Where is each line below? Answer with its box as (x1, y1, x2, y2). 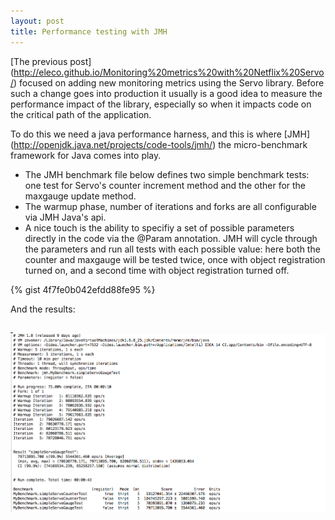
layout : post (10, 16, 65, 26)
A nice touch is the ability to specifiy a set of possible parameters (24, 221, 295, 234)
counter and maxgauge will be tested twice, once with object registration (24, 253, 326, 265)
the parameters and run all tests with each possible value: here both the (24, 243, 321, 255)
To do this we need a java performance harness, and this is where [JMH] (10, 128, 311, 140)
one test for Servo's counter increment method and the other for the (24, 179, 307, 191)
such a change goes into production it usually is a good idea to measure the (10, 87, 323, 99)
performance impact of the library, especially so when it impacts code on (10, 98, 312, 110)
